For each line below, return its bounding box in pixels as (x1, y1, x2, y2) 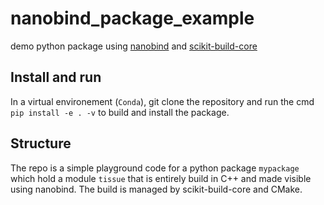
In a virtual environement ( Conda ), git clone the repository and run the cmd (10, 95, 315, 107)
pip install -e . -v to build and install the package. (10, 106, 230, 118)
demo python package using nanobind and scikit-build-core (10, 40, 258, 52)
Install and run (10, 69, 102, 86)
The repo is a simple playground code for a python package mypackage (10, 162, 300, 174)
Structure (10, 135, 72, 152)
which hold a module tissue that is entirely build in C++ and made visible (10, 172, 312, 184)
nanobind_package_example (10, 7, 255, 30)
